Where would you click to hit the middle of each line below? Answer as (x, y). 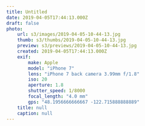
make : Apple (43, 62)
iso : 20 (38, 79)
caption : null (35, 113)
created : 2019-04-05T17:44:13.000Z (62, 51)
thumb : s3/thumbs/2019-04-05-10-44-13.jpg (72, 40)
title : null (32, 108)
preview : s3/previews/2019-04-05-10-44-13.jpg (77, 46)
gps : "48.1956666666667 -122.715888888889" (84, 102)
